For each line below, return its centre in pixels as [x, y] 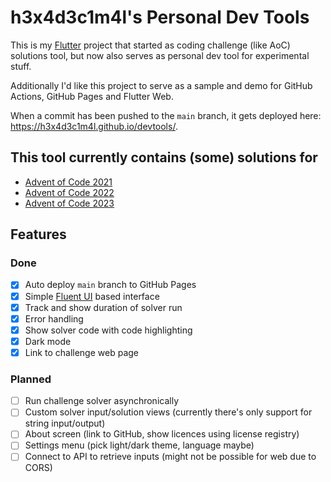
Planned [31, 379]
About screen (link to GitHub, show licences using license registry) [162, 434]
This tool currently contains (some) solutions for [164, 157]
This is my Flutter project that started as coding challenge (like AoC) [150, 45]
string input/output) [65, 423]
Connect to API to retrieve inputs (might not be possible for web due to [170, 457]
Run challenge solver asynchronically [101, 401]
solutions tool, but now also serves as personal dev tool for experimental [160, 55]
